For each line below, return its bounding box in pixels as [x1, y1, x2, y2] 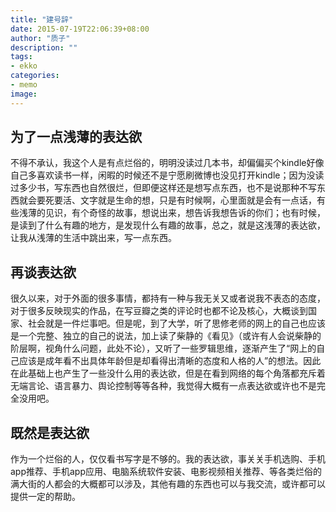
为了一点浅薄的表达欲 [10, 129, 142, 146]
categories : [10, 71, 60, 81]
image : [10, 89, 38, 99]
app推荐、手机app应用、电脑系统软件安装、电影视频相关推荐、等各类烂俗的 [10, 466, 323, 478]
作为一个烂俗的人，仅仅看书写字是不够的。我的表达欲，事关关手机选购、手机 [10, 453, 326, 465]
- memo [10, 80, 38, 90]
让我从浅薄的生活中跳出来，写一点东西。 [10, 232, 177, 244]
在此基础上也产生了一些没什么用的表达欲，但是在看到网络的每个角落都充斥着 [10, 367, 326, 380]
